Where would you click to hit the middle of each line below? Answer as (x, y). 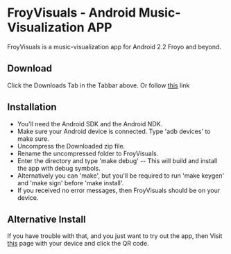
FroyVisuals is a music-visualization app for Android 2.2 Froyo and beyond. (114, 46)
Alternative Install (46, 219)
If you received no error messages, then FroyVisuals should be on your (119, 190)
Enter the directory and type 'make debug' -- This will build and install (117, 160)
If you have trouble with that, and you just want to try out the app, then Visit (115, 236)
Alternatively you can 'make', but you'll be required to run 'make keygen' (121, 176)
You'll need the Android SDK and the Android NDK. (90, 124)
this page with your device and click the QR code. (78, 244)
